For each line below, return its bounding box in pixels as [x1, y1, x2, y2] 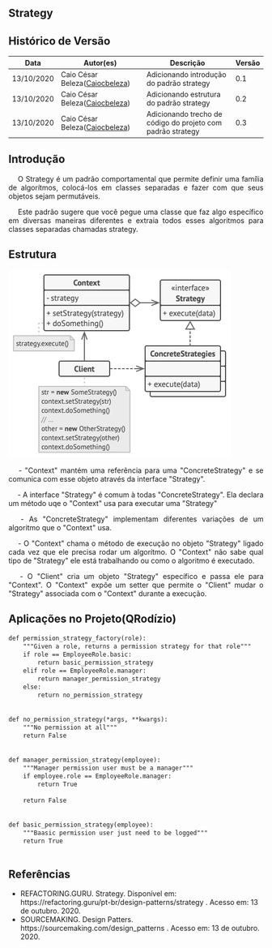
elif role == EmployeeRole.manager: [23, 667, 147, 676]
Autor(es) [83, 58, 117, 67]
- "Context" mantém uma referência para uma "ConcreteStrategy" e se [18, 465, 264, 475]
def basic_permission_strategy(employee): [8, 821, 154, 830]
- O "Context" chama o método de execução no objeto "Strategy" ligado [17, 538, 264, 548]
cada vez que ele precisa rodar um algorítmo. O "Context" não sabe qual [8, 547, 264, 556]
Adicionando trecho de [146, 109, 223, 119]
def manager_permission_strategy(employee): [8, 756, 161, 765]
